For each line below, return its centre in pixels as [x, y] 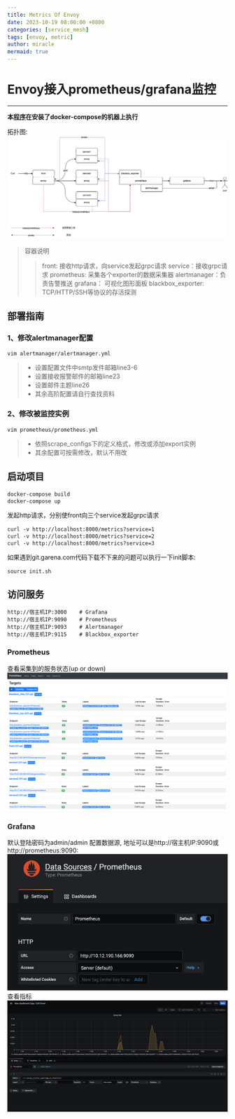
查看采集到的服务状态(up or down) [57, 668]
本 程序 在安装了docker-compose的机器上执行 [73, 116]
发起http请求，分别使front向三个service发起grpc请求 [83, 515]
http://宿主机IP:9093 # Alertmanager [65, 628]
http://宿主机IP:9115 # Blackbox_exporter [73, 635]
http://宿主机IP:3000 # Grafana [57, 612]
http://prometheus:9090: [43, 850]
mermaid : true [28, 52]
